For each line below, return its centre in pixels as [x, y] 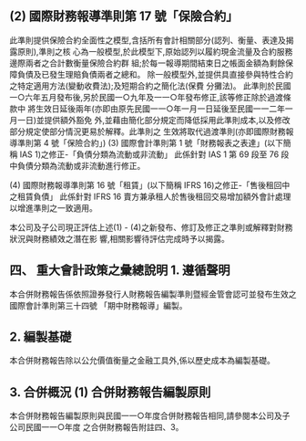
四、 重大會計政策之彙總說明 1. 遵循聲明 [120, 271]
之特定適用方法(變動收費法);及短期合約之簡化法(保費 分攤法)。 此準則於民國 [150, 86]
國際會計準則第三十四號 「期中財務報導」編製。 [98, 305]
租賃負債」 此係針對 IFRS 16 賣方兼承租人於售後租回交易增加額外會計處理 [154, 196]
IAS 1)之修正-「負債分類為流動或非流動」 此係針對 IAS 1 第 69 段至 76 [149, 154]
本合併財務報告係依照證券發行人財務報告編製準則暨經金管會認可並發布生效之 [153, 294]
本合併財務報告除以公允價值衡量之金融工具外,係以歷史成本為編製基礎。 [143, 361]
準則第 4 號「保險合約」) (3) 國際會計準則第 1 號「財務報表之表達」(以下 [150, 142]
